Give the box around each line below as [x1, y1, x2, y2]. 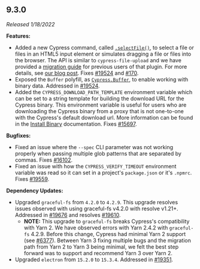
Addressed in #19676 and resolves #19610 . [14, 211, 121, 218]
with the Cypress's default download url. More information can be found [14, 114, 193, 121]
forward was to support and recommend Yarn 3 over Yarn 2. [23, 249, 172, 256]
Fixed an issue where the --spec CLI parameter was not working [14, 143, 174, 150]
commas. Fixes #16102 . [14, 156, 73, 164]
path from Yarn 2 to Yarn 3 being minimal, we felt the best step [23, 243, 178, 250]
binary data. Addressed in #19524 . [14, 82, 100, 89]
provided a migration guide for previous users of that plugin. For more [14, 63, 187, 70]
